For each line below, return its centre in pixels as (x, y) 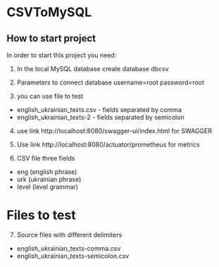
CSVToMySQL (49, 12)
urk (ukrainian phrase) (49, 179)
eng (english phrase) (47, 172)
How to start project (51, 38)
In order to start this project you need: (62, 55)
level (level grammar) (48, 187)
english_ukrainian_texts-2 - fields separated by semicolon (100, 117)
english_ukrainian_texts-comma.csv (69, 248)
